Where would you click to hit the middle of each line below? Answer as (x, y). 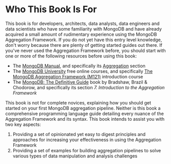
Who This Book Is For (51, 9)
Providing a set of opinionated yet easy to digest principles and (79, 134)
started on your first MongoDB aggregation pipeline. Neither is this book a (83, 108)
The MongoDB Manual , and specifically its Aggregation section (79, 66)
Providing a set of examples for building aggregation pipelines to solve (87, 150)
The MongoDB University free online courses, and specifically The (83, 71)
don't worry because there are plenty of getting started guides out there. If (84, 45)
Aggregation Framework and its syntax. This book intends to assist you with (85, 119)
